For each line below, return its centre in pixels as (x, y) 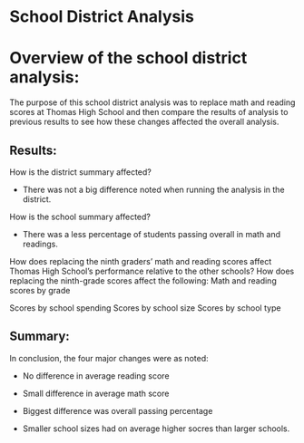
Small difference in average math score (96, 393)
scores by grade (40, 290)
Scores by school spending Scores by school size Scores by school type (145, 308)
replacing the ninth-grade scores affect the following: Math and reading (143, 280)
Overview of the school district (128, 58)
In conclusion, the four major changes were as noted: (109, 358)
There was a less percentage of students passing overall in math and (152, 234)
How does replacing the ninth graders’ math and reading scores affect (141, 261)
